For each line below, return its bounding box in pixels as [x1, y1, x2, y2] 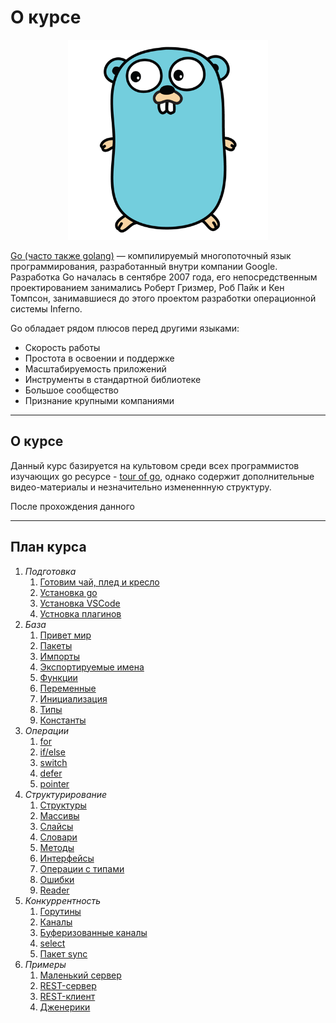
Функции [39, 671, 78, 683]
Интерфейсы [39, 852, 95, 864]
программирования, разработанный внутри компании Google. [10, 260, 278, 272]
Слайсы [39, 820, 74, 832]
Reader [39, 884, 70, 896]
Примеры [24, 958, 67, 970]
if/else [39, 746, 66, 758]
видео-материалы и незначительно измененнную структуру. [10, 481, 272, 493]
